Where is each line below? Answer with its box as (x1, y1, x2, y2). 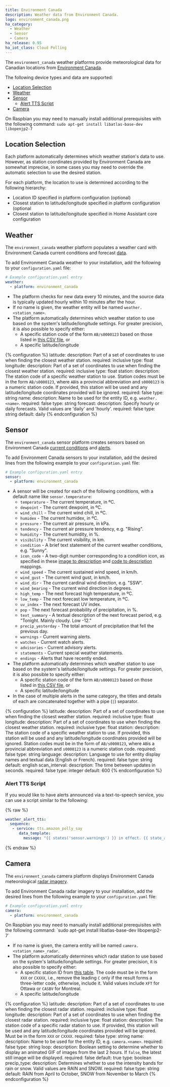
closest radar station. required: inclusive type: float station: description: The (5, 1017, 163, 1023)
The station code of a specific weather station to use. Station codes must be (5, 373, 164, 379)
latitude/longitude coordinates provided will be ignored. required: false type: (5, 389, 164, 396)
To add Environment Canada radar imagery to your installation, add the (5, 888, 153, 894)
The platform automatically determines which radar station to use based (12, 953, 163, 959)
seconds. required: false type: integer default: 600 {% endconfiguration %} (5, 767, 162, 774)
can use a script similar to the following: (5, 797, 89, 803)
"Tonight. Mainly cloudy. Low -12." (20, 617, 92, 624)
